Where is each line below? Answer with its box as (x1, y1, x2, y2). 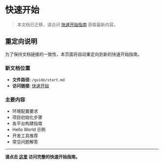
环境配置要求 (12, 108, 38, 114)
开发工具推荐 (12, 133, 38, 139)
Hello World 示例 (12, 127, 46, 133)
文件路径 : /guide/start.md (12, 77, 65, 83)
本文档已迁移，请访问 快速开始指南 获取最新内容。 (17, 22, 118, 27)
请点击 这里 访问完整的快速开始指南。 (5, 154, 80, 160)
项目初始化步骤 (12, 115, 42, 120)
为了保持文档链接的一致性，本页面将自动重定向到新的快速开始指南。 (5, 51, 142, 57)
